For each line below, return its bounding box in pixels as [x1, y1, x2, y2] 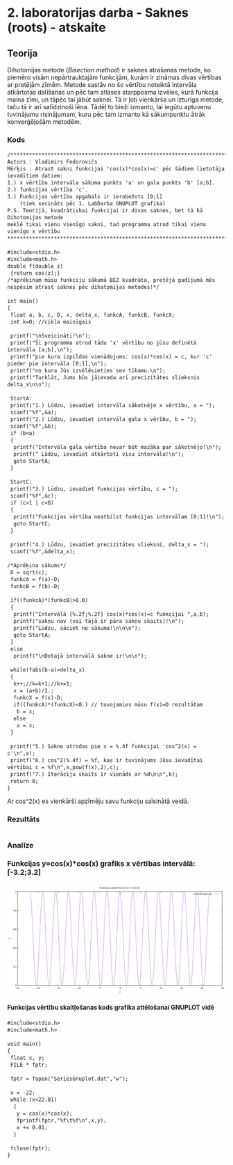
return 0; [10, 778, 39, 785]
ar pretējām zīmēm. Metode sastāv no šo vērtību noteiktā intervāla [7, 81, 197, 88]
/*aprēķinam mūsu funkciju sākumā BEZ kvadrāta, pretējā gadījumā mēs [7, 277, 216, 284]
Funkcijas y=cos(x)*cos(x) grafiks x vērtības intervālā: [7, 859, 196, 869]
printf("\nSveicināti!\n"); [10, 333, 92, 340]
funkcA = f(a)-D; [10, 576, 60, 583]
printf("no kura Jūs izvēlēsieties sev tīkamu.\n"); [10, 367, 166, 374]
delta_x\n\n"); [7, 381, 51, 388]
